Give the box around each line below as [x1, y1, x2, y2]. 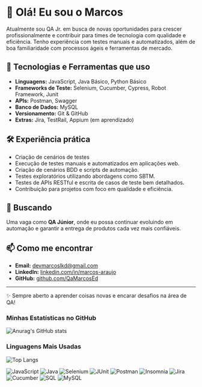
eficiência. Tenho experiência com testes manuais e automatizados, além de [6, 38, 195, 45]
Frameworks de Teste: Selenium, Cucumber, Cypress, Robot [14, 84, 167, 91]
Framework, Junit [14, 90, 59, 98]
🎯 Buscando [6, 203, 52, 213]
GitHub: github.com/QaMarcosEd [14, 275, 99, 282]
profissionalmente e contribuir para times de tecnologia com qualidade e [6, 31, 186, 38]
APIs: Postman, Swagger [14, 97, 78, 104]
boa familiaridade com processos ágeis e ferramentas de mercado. [6, 44, 173, 52]
